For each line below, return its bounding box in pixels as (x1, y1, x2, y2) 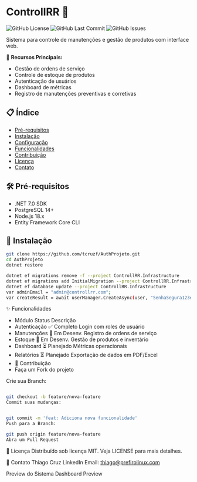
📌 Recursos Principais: (6, 53, 63, 60)
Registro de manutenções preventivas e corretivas (14, 90, 137, 97)
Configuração (14, 139, 48, 146)
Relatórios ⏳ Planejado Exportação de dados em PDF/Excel (14, 352, 158, 359)
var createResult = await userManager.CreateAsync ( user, (6, 295, 148, 301)
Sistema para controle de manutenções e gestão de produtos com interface (6, 36, 189, 43)
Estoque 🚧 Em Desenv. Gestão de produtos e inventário (14, 336, 149, 343)
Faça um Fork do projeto (14, 366, 74, 373)
